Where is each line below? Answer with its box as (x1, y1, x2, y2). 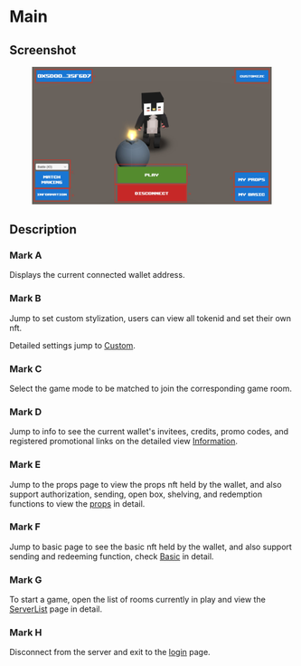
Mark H (9, 626, 42, 639)
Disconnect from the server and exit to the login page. (9, 647, 211, 658)
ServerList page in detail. (9, 604, 103, 614)
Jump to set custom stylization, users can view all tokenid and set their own (9, 312, 292, 323)
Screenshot (9, 43, 77, 58)
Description (9, 222, 77, 237)
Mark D (9, 405, 42, 418)
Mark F (9, 520, 41, 533)
